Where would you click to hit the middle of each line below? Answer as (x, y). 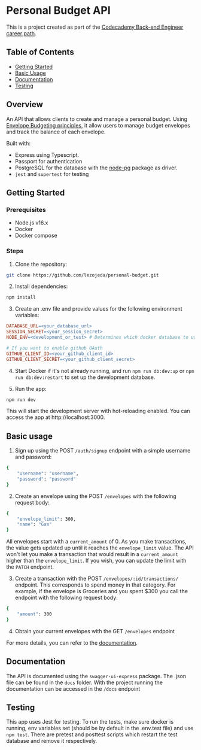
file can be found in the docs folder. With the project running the (85, 682)
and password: (33, 457)
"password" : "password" (47, 479)
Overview (25, 104)
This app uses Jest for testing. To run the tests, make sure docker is (90, 722)
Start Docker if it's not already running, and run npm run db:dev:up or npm (104, 371)
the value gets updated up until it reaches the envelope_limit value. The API (100, 548)
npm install (21, 297)
